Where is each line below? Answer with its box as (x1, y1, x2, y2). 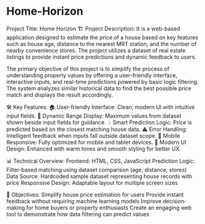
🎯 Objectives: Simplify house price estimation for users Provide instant (6, 191, 184, 198)
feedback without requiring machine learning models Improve (6, 197, 162, 204)
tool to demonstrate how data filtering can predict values (6, 210, 150, 218)
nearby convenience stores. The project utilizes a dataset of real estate (6, 47, 186, 54)
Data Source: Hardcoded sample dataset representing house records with (6, 173, 193, 180)
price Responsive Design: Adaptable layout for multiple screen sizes (6, 179, 178, 186)
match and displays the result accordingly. (6, 91, 113, 99)
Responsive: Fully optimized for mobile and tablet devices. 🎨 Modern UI (6, 138, 187, 146)
